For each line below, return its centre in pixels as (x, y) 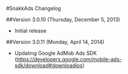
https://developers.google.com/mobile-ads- (69, 59)
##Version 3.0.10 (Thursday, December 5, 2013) (63, 19)
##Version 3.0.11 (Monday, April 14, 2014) (55, 42)
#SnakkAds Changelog (33, 8)
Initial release (30, 31)
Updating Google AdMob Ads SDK (56, 53)
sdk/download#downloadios (49, 65)
